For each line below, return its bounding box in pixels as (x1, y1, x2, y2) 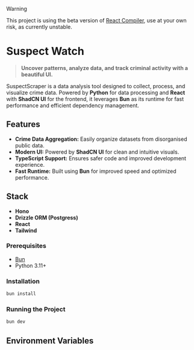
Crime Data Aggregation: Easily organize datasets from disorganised (14, 135, 187, 143)
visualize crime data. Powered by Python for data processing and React (6, 89, 186, 96)
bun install (6, 291, 36, 297)
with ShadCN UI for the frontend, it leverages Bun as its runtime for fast (6, 95, 184, 102)
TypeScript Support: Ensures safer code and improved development (14, 154, 187, 162)
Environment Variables (6, 335, 94, 346)
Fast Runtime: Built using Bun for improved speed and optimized (14, 167, 177, 175)
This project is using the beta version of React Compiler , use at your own (6, 17, 187, 24)
